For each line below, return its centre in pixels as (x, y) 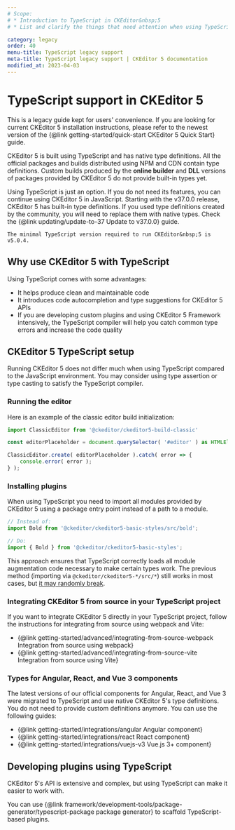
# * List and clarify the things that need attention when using (104, 27)
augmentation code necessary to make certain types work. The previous (112, 568)
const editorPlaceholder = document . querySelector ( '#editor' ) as (108, 443)
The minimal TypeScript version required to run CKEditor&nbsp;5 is (109, 234)
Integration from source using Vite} (68, 660)
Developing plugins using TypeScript (90, 767)
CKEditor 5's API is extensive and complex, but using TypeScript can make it (117, 784)
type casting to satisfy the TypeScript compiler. (76, 384)
